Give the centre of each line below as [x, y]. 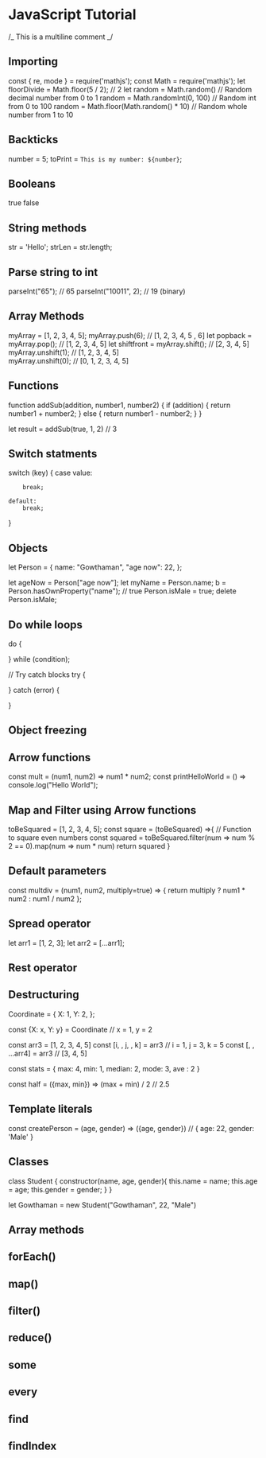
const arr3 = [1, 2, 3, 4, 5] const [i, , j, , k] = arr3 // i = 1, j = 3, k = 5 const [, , [131, 1044]
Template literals [50, 1109]
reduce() [30, 1338]
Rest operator [43, 968]
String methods [48, 228]
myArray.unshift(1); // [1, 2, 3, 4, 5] [64, 352]
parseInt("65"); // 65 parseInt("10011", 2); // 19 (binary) [97, 291]
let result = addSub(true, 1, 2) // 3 [63, 429]
